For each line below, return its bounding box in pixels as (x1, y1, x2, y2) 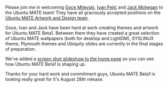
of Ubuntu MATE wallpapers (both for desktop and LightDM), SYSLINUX (5, 35, 154, 41)
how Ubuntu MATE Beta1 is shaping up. (5, 61, 86, 67)
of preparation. (5, 46, 36, 52)
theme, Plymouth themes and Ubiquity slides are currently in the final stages (5, 41, 163, 47)
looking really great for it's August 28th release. (5, 76, 104, 82)
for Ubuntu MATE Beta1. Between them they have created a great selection (5, 30, 159, 36)
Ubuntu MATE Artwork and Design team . (5, 15, 89, 21)
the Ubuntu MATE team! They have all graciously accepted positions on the (5, 10, 161, 16)
